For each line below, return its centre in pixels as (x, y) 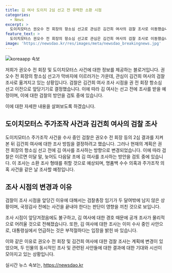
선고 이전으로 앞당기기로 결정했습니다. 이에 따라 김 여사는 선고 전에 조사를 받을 (83, 89)
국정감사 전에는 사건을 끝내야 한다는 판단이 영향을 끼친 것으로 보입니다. (91, 207)
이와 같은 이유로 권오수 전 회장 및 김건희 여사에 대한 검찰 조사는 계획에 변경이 (82, 241)
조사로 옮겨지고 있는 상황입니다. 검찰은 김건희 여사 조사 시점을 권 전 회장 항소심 (84, 82)
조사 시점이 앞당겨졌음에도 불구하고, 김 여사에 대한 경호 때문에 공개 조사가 (78, 218)
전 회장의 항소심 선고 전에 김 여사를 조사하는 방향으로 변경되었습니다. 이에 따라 (83, 150)
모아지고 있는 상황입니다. (30, 254)
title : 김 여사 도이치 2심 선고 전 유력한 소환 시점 (53, 10)
